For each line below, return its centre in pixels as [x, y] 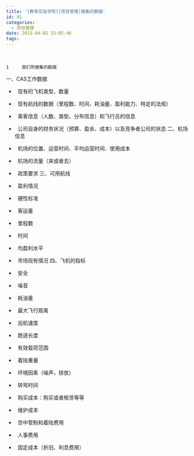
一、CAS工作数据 [27, 79]
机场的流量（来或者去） [46, 161]
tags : [13, 39]
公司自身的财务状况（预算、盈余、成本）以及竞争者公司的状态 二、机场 [103, 129]
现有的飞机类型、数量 [43, 91]
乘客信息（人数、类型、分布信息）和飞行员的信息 [76, 116]
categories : [20, 22]
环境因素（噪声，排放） [46, 372]
